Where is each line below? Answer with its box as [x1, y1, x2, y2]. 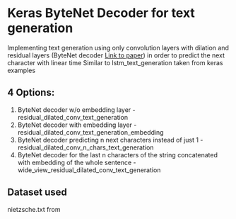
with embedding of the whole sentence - [17, 158, 136, 167]
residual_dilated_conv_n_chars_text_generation [17, 143, 154, 152]
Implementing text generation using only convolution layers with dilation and [7, 43, 230, 52]
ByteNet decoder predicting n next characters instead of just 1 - [17, 135, 203, 144]
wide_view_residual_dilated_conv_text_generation [17, 165, 161, 174]
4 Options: [7, 86, 55, 99]
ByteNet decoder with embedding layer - [17, 120, 137, 129]
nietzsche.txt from [7, 205, 61, 213]
